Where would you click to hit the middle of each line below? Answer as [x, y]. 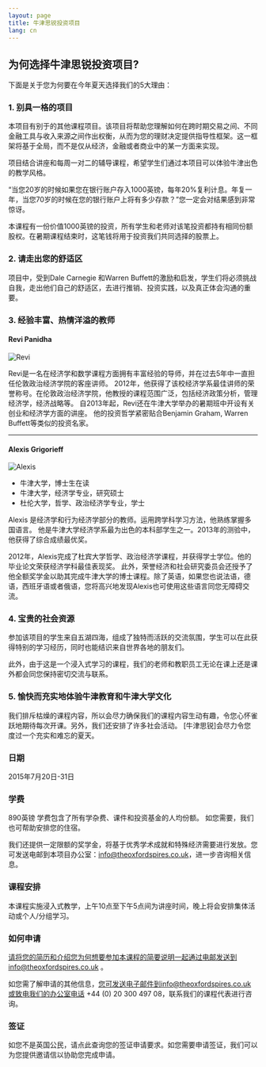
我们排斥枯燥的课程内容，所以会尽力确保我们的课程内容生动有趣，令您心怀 [129, 716]
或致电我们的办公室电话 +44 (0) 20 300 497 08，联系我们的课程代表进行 [127, 993]
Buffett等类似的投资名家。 [51, 423]
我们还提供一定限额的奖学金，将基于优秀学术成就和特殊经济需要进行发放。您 [133, 845]
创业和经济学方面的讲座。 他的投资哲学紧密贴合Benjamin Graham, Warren [128, 413]
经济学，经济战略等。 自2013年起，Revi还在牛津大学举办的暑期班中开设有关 [131, 403]
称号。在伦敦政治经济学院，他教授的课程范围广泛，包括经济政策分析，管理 [136, 393]
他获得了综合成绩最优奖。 [50, 539]
